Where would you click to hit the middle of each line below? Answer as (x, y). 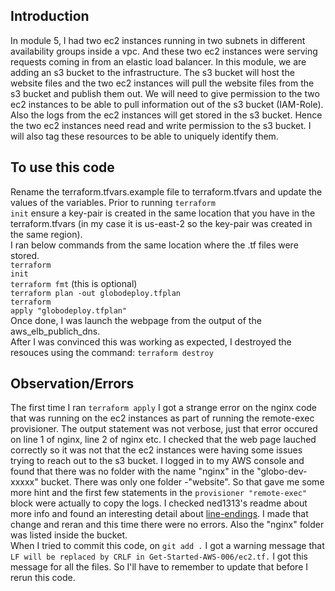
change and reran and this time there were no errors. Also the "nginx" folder (167, 525)
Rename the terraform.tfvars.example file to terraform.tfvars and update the (166, 191)
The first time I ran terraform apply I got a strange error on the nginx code (164, 408)
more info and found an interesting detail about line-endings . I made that (159, 514)
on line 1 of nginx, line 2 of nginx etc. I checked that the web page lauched (163, 440)
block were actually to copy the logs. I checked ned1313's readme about (159, 503)
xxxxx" (24, 482)
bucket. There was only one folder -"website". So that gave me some (182, 482)
